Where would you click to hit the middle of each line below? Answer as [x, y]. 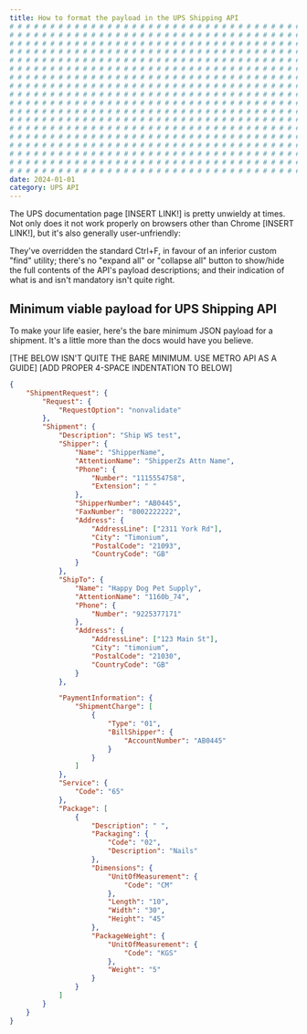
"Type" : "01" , [134, 724]
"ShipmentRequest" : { [67, 393]
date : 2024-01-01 [42, 179]
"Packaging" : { [120, 834]
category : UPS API [44, 188]
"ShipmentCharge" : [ [114, 707]
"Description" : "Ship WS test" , [120, 436]
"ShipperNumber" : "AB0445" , [128, 503]
